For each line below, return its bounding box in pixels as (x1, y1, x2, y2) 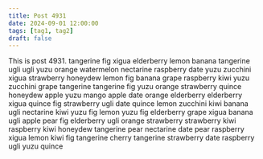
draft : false (8, 34, 52, 43)
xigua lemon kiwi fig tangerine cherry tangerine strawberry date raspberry (8, 133, 255, 143)
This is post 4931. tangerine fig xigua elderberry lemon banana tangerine (8, 56, 251, 66)
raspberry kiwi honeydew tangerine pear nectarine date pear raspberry (8, 124, 245, 134)
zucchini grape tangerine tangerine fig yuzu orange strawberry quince (8, 82, 242, 92)
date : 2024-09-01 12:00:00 (8, 19, 99, 27)
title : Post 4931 (8, 11, 67, 20)
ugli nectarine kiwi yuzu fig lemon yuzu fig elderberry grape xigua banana (8, 108, 253, 117)
